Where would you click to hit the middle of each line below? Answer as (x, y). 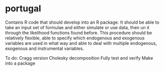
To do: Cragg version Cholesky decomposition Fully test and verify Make (79, 58)
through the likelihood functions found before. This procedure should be (79, 33)
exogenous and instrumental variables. (44, 48)
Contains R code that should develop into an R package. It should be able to (82, 22)
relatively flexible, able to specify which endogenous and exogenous (75, 38)
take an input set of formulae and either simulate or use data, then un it (77, 27)
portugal (23, 9)
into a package (20, 63)
